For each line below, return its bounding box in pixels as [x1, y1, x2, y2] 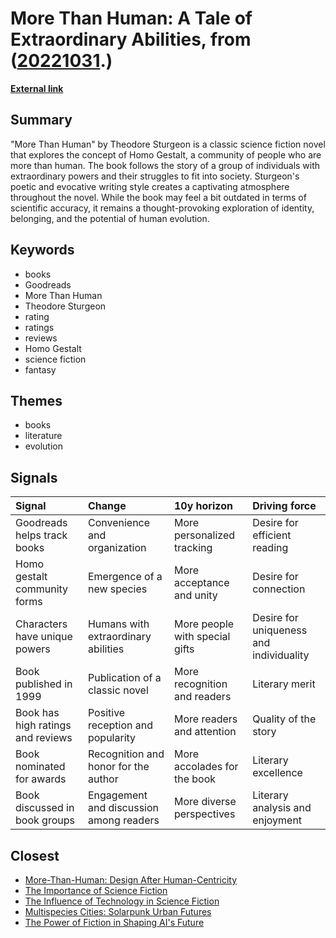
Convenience [87, 516, 151, 530]
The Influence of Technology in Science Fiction [24, 895, 220, 907]
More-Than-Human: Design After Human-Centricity [24, 874, 238, 886]
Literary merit [252, 677, 316, 691]
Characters [15, 617, 68, 631]
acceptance [173, 576, 230, 590]
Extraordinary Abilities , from [10, 28, 252, 51]
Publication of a [87, 671, 162, 685]
